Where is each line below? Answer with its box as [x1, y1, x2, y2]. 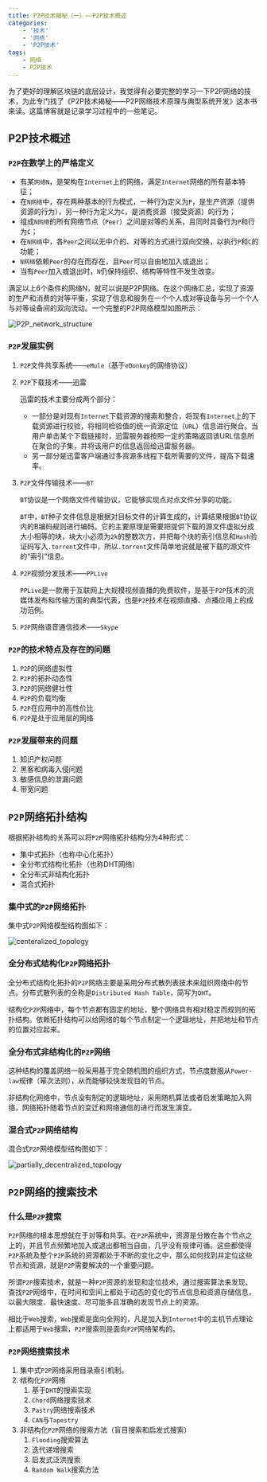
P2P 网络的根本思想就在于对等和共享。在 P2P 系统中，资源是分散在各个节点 [8, 1230, 246, 1240]
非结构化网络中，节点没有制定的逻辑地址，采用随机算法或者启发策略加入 [8, 1093, 245, 1102]
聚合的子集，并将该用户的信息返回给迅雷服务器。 [38, 441, 199, 450]
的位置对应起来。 [8, 1024, 64, 1034]
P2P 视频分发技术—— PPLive [19, 568, 109, 578]
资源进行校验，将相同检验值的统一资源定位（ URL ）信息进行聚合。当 [38, 421, 259, 431]
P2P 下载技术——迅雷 [19, 377, 87, 387]
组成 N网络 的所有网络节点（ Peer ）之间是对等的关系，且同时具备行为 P [19, 216, 242, 227]
